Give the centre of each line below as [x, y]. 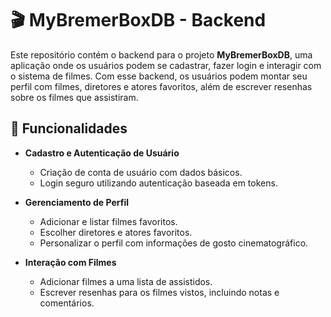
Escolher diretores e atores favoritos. [116, 232]
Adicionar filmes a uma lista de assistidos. [126, 281]
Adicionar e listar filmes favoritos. [108, 221]
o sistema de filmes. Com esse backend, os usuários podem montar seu [159, 76]
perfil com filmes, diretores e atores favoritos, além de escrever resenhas [161, 86]
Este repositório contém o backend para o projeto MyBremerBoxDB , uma [161, 54]
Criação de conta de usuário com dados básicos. [141, 172]
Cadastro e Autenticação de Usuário [102, 153]
